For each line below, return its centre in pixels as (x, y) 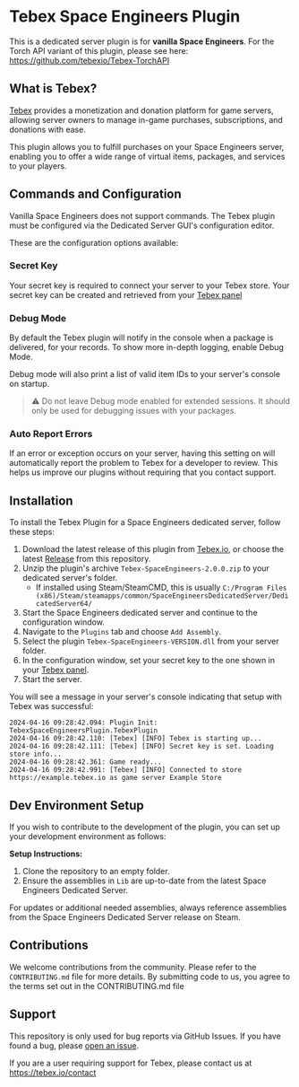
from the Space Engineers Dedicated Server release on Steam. (125, 917)
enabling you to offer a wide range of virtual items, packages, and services (147, 156)
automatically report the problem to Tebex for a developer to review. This (144, 463)
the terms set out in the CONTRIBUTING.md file (97, 986)
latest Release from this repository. (86, 559)
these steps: (32, 532)
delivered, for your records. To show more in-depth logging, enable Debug (147, 347)
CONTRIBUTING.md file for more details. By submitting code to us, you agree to (150, 977)
